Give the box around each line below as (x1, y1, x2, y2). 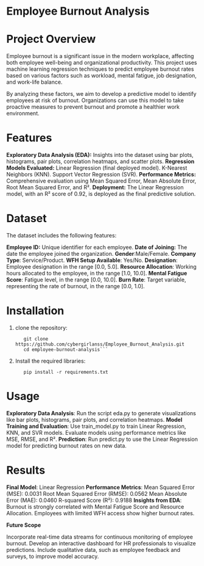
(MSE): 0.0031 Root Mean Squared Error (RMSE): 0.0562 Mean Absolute (6, 490, 188, 497)
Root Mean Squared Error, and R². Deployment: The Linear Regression (6, 184, 184, 191)
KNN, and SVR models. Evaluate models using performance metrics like (6, 429, 186, 436)
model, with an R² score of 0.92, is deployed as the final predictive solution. (6, 190, 196, 198)
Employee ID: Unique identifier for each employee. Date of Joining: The (6, 244, 188, 251)
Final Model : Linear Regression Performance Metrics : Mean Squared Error (6, 484, 195, 491)
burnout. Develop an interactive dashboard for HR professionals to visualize (6, 539, 196, 547)
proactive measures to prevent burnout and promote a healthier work (6, 103, 180, 111)
